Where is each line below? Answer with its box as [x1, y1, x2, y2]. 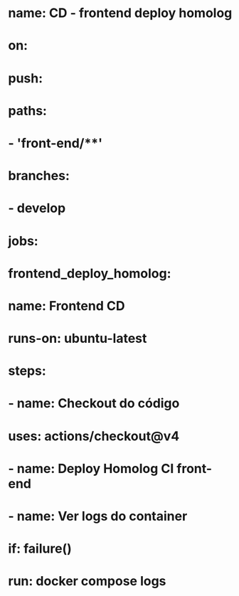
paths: [8, 102, 47, 119]
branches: [8, 168, 70, 184]
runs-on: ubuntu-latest [8, 331, 147, 346]
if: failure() [8, 541, 72, 557]
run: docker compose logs [8, 573, 166, 590]
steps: [8, 363, 47, 379]
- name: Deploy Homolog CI [8, 460, 174, 477]
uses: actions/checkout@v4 [8, 428, 180, 444]
